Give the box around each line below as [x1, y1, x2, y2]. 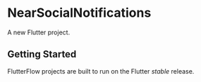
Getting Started [7, 48, 77, 60]
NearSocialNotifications [7, 5, 152, 21]
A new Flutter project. [7, 28, 71, 36]
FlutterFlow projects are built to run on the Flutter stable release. [7, 67, 195, 75]
